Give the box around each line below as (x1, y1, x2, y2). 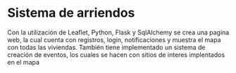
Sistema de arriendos (7, 5, 135, 21)
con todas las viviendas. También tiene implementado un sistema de (7, 43, 206, 51)
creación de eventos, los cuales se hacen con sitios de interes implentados (7, 51, 225, 59)
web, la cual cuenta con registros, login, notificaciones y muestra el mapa (7, 35, 221, 44)
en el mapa (7, 58, 40, 66)
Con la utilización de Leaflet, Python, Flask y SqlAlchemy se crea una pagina (7, 28, 230, 36)
